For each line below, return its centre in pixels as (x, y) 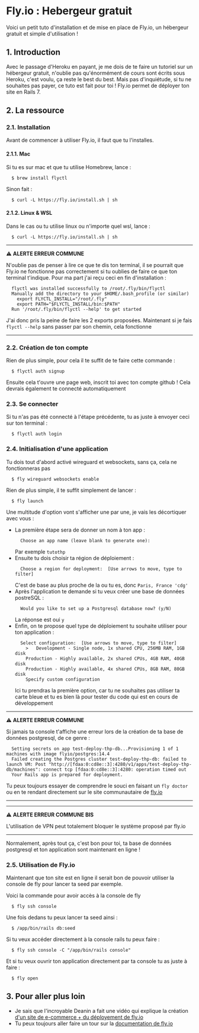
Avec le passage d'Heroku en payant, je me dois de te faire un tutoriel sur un (99, 66)
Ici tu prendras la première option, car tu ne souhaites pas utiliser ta (97, 690)
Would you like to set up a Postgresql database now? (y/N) (96, 608)
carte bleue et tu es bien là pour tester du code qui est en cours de (96, 697)
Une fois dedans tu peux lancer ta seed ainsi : (62, 917)
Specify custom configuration (63, 679)
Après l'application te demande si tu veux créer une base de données (99, 591)
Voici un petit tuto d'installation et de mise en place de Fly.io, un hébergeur (97, 27)
